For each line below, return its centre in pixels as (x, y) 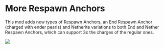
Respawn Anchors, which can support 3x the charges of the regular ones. (80, 32)
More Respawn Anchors (55, 8)
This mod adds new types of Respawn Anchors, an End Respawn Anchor (79, 22)
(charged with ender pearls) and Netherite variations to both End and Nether (82, 27)
